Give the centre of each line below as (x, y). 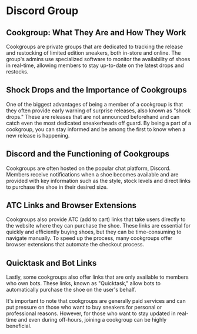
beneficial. (19, 326)
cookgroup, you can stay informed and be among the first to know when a (96, 129)
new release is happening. (38, 135)
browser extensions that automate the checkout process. (75, 245)
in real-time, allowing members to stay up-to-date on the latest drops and (95, 65)
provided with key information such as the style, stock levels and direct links (98, 181)
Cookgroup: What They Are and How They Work (96, 33)
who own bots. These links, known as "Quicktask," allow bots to (83, 283)
